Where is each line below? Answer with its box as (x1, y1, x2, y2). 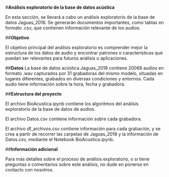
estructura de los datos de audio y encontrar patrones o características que (5, 50, 163, 56)
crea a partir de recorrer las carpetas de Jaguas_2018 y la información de (5, 131, 158, 137)
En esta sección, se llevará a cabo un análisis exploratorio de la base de (5, 14, 155, 20)
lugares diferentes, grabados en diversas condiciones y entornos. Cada (5, 76, 154, 81)
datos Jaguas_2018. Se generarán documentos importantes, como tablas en (5, 20, 164, 25)
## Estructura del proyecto (5, 91, 62, 97)
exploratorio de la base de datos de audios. (5, 106, 96, 112)
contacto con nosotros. (5, 167, 54, 172)
